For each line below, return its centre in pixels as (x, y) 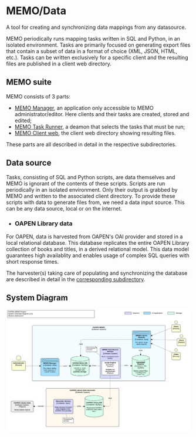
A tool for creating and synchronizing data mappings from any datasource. (96, 27)
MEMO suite (29, 82)
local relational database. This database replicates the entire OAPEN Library (98, 242)
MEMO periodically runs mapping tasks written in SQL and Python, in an (93, 38)
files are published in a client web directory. (59, 64)
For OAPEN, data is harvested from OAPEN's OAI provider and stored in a (94, 236)
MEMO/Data (36, 11)
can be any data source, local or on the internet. (64, 208)
